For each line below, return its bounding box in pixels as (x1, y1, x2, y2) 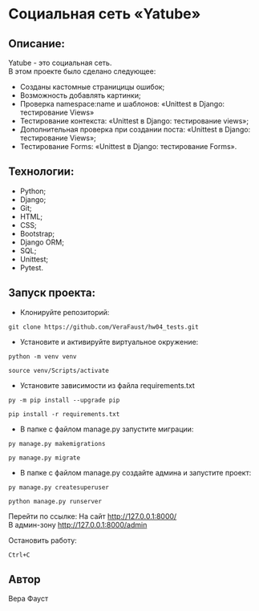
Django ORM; (19, 237, 64, 247)
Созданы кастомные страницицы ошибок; (19, 82, 165, 91)
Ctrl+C (8, 551, 30, 559)
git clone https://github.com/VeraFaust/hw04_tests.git (8, 322, 199, 331)
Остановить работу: (8, 535, 78, 545)
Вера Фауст (8, 594, 49, 604)
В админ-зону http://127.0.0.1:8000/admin (8, 520, 148, 529)
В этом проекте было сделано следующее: (8, 67, 156, 76)
